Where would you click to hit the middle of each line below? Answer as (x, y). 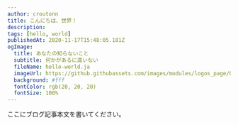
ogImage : (20, 47)
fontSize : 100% (36, 93)
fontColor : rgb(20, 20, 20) (55, 87)
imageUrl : (28, 73)
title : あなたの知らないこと (51, 54)
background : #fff (39, 80)
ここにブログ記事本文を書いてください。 (66, 114)
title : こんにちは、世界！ (42, 21)
